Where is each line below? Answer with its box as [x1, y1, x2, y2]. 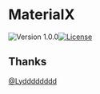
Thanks [8, 55, 47, 69]
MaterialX [8, 6, 75, 24]
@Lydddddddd [8, 76, 58, 85]
